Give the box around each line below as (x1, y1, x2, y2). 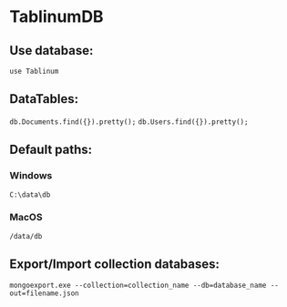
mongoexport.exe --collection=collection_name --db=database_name (9, 281, 267, 290)
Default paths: (9, 142, 93, 158)
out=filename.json (9, 289, 79, 298)
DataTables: (9, 91, 79, 107)
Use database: (9, 43, 94, 58)
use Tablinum (9, 67, 59, 76)
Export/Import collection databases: (9, 257, 220, 272)
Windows (9, 169, 53, 182)
